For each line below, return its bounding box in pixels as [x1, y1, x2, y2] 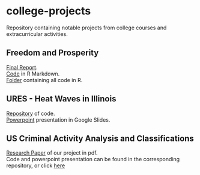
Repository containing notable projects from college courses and [6, 24, 167, 31]
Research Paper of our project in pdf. [6, 149, 98, 156]
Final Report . [6, 64, 38, 71]
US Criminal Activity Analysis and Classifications [6, 133, 194, 143]
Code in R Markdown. [6, 70, 60, 77]
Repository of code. [6, 110, 55, 117]
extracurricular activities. [6, 30, 68, 37]
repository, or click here [6, 162, 65, 169]
